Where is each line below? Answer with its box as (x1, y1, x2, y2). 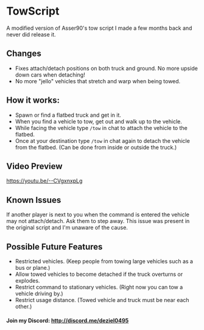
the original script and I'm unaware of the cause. (6, 224, 128, 232)
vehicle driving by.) (15, 290, 63, 297)
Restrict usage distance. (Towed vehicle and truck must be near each (15, 297, 190, 303)
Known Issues (6, 194, 62, 205)
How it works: (6, 95, 60, 106)
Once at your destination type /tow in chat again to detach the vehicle (15, 137, 190, 144)
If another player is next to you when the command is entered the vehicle (6, 211, 190, 218)
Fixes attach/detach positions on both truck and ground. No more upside (15, 64, 198, 72)
